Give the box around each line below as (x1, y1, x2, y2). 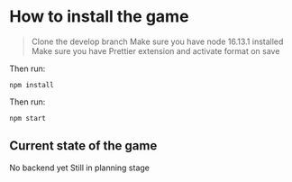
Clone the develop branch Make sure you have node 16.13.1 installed (31, 36, 284, 47)
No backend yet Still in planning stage (9, 162, 151, 173)
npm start (9, 114, 47, 123)
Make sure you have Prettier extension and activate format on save (31, 45, 280, 56)
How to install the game (9, 6, 189, 27)
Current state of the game (9, 138, 158, 154)
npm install (9, 80, 54, 89)
